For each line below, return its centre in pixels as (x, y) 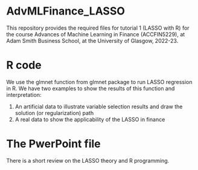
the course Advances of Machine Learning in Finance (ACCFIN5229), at (96, 34)
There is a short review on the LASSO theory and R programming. (88, 160)
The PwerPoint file (53, 144)
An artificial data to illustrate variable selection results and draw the (99, 106)
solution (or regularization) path (54, 113)
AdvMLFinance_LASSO (66, 11)
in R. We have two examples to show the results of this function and (91, 88)
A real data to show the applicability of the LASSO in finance (90, 119)
